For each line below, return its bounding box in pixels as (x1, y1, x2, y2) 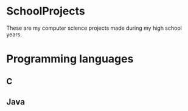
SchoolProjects (6, 4, 85, 18)
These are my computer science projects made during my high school (6, 24, 183, 32)
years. (6, 30, 23, 38)
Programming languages (6, 52, 134, 66)
